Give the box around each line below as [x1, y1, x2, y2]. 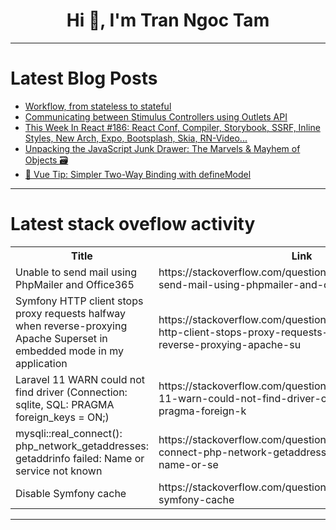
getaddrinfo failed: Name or [15, 451, 145, 465]
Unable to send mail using [15, 265, 138, 279]
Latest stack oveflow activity [10, 213, 256, 236]
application [15, 356, 68, 370]
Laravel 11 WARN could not [15, 372, 146, 386]
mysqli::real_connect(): [15, 426, 123, 440]
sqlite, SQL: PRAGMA [15, 397, 115, 411]
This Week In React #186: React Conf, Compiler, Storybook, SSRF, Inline [24, 121, 321, 133]
